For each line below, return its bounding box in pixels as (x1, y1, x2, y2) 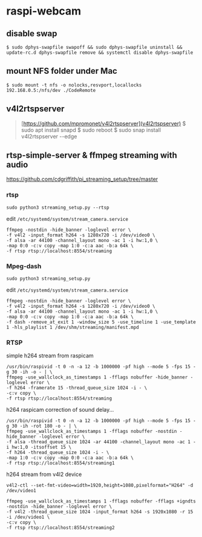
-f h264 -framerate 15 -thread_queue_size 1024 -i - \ (6, 385, 148, 391)
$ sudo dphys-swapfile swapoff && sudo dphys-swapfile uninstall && (6, 44, 183, 50)
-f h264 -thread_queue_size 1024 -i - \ (6, 449, 110, 456)
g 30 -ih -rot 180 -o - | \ (6, 423, 77, 429)
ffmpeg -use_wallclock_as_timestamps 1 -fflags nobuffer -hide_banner (6, 374, 188, 380)
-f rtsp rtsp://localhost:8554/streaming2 (6, 525, 115, 531)
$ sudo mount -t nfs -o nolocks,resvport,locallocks (6, 82, 142, 88)
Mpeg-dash (6, 262, 42, 270)
